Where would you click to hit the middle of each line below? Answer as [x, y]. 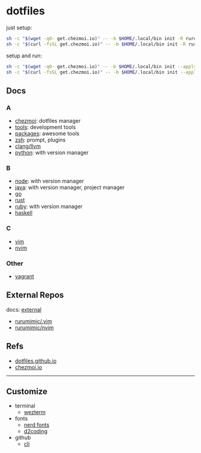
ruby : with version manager [48, 206]
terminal [25, 406]
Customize [27, 392]
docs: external [24, 309]
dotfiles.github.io [36, 361]
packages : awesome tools [47, 133]
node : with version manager [49, 181]
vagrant [25, 276]
